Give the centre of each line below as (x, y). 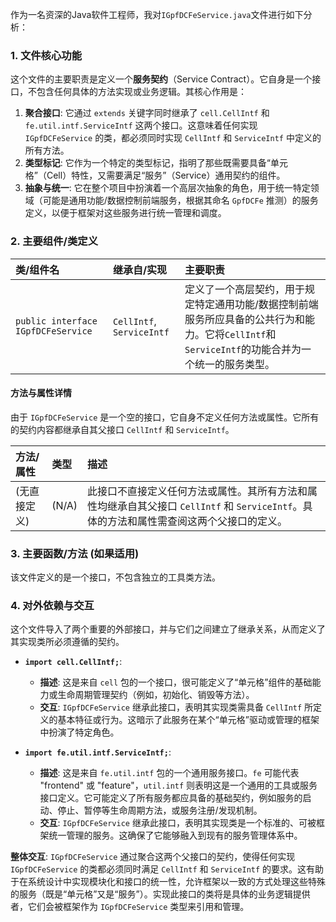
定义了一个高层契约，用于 (245, 289)
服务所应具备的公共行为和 (245, 319)
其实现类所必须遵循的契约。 (67, 642)
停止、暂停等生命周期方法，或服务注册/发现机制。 (160, 810)
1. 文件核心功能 (46, 55)
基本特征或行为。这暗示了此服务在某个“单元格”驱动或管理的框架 (188, 720)
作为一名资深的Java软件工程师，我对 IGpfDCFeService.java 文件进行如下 (157, 14)
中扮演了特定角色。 (79, 732)
